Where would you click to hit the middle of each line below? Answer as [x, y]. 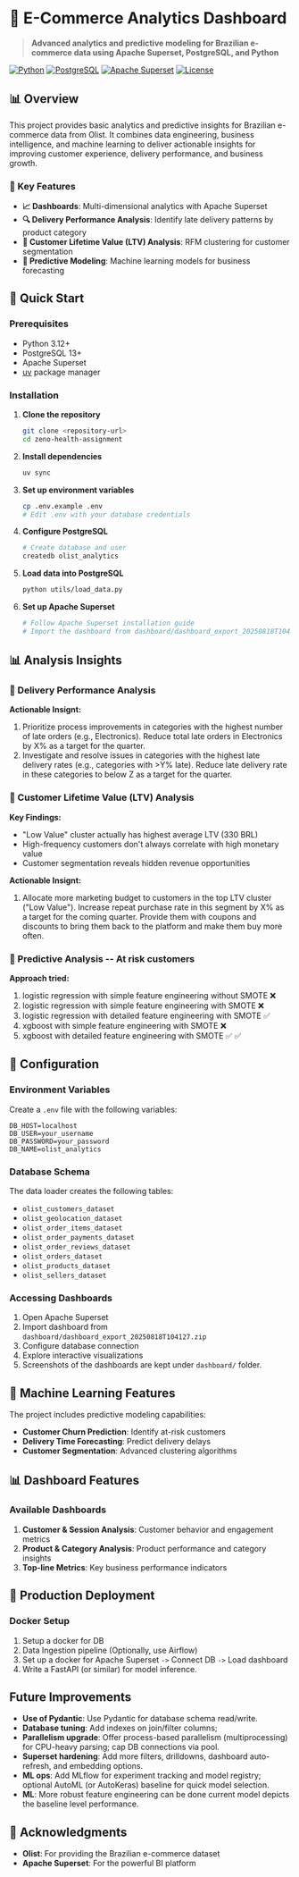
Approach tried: [39, 979]
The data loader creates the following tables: [91, 1191]
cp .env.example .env [62, 506]
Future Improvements [71, 1697]
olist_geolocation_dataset [72, 1219]
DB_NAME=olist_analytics [55, 1149]
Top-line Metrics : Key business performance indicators [125, 1567]
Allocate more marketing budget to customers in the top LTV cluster [147, 897]
